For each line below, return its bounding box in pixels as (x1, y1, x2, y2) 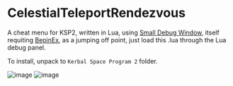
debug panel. (7, 43, 46, 51)
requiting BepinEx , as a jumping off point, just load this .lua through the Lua (7, 35, 227, 44)
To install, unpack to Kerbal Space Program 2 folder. (7, 56, 158, 65)
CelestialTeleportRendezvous (7, 5, 186, 21)
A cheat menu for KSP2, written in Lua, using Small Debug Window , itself (7, 28, 220, 37)
